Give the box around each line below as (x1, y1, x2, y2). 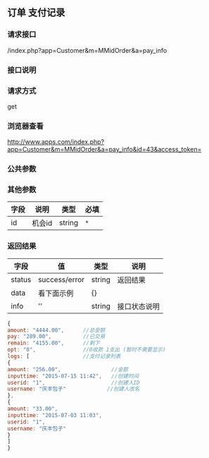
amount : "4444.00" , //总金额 (7, 327, 106, 334)
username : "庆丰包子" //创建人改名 (7, 385, 140, 393)
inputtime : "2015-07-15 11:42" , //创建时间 (7, 373, 139, 380)
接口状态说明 (117, 301, 160, 311)
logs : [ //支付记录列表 (7, 353, 121, 360)
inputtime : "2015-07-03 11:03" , (7, 411, 102, 418)
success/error (37, 275, 85, 284)
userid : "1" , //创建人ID (7, 379, 140, 386)
